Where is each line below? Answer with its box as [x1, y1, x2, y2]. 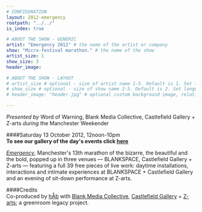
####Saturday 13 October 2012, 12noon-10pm [6, 131, 120, 138]
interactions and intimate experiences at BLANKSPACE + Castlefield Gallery [6, 168, 194, 175]
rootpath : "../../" [6, 20, 55, 26]
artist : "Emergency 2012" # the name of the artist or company [6, 42, 168, 48]
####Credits [6, 186, 38, 193]
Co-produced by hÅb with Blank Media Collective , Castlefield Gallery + [6, 193, 182, 199]
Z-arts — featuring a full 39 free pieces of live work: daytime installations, [6, 162, 189, 169]
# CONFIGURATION [6, 8, 47, 15]
